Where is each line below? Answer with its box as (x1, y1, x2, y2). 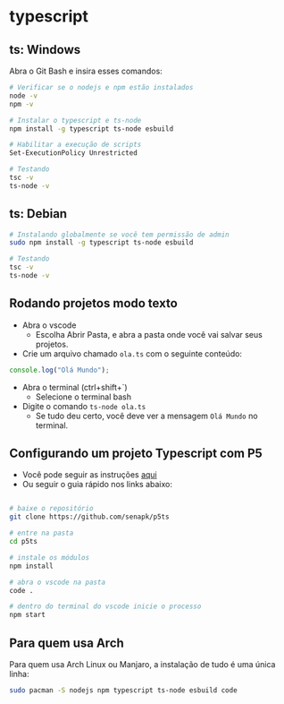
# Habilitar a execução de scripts (9, 141, 142, 150)
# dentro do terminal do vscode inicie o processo (9, 602, 202, 611)
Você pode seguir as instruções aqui (21, 469, 158, 480)
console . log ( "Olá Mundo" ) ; (9, 365, 110, 374)
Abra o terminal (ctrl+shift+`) (21, 382, 128, 392)
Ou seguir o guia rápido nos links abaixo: (21, 479, 172, 490)
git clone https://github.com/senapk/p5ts (9, 512, 170, 521)
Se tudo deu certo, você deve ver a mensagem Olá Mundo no (35, 410, 258, 421)
